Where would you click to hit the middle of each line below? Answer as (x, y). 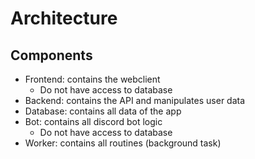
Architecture (64, 18)
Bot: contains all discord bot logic (93, 121)
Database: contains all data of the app (103, 111)
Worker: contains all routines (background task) (123, 143)
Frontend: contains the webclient (92, 79)
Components (51, 55)
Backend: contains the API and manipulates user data (135, 100)
